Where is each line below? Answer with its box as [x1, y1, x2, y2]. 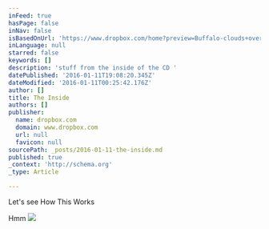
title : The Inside [8, 94, 70, 102]
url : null [15, 131, 48, 139]
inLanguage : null [8, 42, 66, 50]
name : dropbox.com [15, 116, 78, 124]
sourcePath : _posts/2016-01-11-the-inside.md [8, 146, 163, 154]
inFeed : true [8, 11, 52, 20]
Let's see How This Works [8, 197, 94, 207]
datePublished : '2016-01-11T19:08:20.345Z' [8, 71, 156, 79]
